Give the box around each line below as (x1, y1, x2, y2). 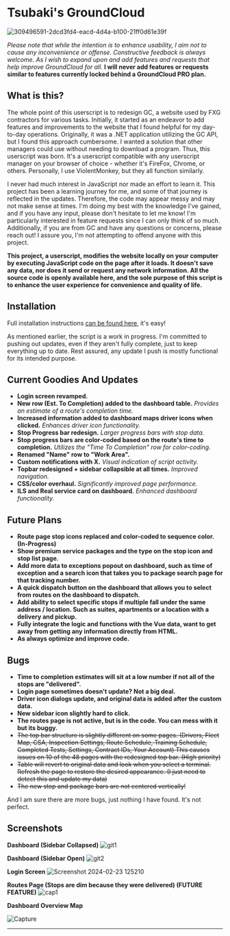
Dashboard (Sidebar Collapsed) (7, 841, 99, 849)
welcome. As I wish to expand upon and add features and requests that (7, 55, 210, 63)
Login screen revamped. (16, 392, 88, 400)
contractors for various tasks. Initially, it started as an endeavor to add (7, 115, 205, 124)
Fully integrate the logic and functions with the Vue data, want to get (16, 620, 216, 628)
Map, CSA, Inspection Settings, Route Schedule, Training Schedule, (16, 738, 207, 746)
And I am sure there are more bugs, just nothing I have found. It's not (7, 795, 201, 803)
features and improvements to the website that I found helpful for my (7, 122, 201, 131)
